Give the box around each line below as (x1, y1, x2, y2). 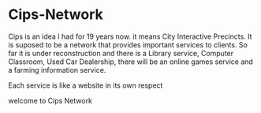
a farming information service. (8, 65, 106, 74)
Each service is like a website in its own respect (8, 81, 163, 90)
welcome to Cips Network (8, 96, 93, 105)
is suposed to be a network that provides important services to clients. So (8, 40, 248, 49)
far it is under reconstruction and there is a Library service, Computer (8, 48, 234, 58)
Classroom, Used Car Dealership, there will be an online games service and (8, 57, 254, 66)
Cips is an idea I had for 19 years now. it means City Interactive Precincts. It (8, 32, 252, 41)
